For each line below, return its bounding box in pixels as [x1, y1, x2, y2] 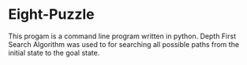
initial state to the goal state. [8, 48, 100, 57]
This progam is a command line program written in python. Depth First [8, 31, 237, 41]
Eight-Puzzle [8, 5, 95, 23]
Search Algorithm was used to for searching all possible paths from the [8, 39, 239, 49]
